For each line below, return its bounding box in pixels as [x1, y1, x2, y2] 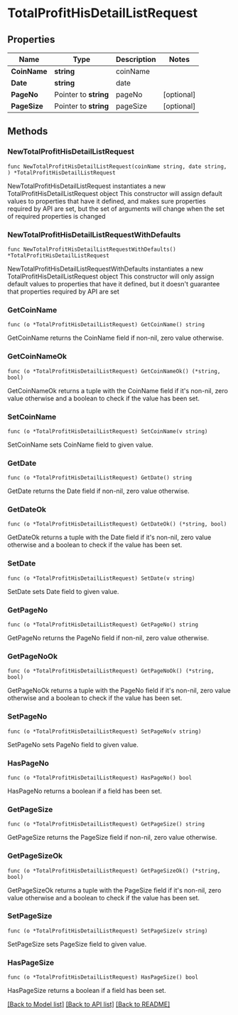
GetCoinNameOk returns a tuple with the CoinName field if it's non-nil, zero [7, 386, 229, 395]
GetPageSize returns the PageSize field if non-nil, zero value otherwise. [7, 833, 217, 842]
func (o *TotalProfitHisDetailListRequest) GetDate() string [7, 474, 193, 482]
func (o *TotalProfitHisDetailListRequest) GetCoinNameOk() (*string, [7, 368, 221, 375]
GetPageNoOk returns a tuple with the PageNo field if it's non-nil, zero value [7, 686, 231, 695]
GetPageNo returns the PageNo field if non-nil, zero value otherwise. [7, 634, 210, 642]
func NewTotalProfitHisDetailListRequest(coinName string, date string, [7, 162, 227, 170]
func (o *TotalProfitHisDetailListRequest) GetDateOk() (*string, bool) [7, 521, 227, 528]
